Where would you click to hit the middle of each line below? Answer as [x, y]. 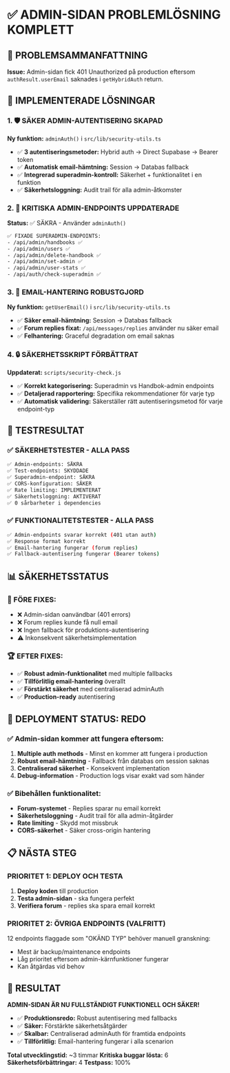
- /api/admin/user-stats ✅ [46, 268]
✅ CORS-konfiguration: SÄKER [50, 484]
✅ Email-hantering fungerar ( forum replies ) [73, 548]
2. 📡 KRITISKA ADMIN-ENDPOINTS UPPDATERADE [93, 208]
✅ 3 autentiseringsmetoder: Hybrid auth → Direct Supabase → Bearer [117, 152]
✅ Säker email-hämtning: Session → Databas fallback [94, 320]
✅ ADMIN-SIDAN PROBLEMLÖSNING [114, 15]
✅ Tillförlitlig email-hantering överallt [71, 682]
